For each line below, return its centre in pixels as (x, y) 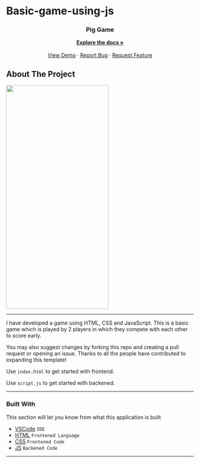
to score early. (24, 336)
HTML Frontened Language (47, 435)
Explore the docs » (100, 42)
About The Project (41, 74)
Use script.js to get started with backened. (60, 383)
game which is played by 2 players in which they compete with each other (97, 329)
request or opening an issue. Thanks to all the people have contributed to (96, 354)
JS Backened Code (36, 447)
